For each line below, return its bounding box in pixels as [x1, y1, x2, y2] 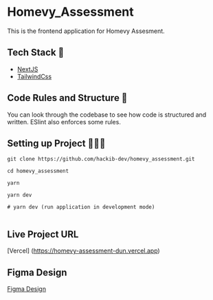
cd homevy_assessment [7, 168, 69, 175]
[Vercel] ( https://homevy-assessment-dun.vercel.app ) [7, 246, 160, 255]
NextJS [16, 65, 38, 73]
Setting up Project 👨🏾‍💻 [7, 137, 106, 149]
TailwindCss [16, 72, 52, 80]
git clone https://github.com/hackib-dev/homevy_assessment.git [7, 156, 195, 163]
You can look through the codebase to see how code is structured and [7, 111, 207, 119]
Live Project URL [7, 228, 79, 240]
